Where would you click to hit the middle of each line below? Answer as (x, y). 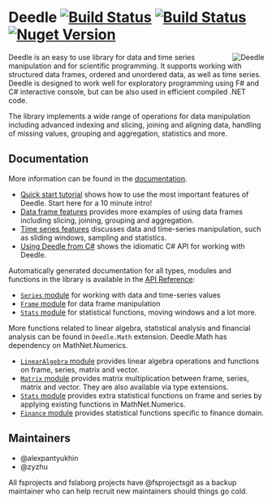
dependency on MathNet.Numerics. (68, 345)
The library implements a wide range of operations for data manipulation (130, 116)
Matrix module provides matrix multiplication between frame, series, (134, 378)
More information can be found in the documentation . (98, 178)
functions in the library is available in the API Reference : (102, 279)
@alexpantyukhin (49, 458)
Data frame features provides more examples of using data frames (132, 211)
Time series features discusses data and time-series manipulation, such (140, 228)
